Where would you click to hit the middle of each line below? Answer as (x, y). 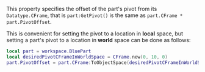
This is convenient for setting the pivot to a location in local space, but (95, 34)
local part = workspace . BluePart (49, 51)
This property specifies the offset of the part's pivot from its (82, 9)
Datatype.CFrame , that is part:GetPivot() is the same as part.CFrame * (95, 15)
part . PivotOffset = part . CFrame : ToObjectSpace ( (68, 63)
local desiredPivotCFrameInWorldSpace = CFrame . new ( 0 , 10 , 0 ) (87, 57)
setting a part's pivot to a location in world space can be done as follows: (99, 40)
